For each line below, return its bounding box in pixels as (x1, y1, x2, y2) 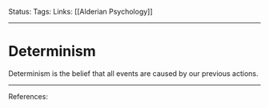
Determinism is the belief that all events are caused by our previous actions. (8, 68, 259, 78)
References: (8, 91, 48, 101)
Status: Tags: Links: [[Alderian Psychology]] (8, 7, 154, 16)
